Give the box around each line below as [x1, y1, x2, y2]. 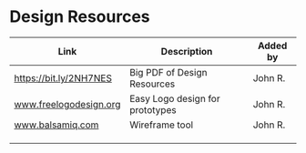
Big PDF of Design [128, 66, 208, 78]
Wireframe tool [128, 118, 194, 131]
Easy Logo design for [128, 92, 220, 105]
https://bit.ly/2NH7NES [14, 71, 112, 84]
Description [160, 45, 213, 57]
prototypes [128, 103, 177, 116]
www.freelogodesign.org [14, 97, 121, 110]
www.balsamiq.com [14, 118, 99, 131]
